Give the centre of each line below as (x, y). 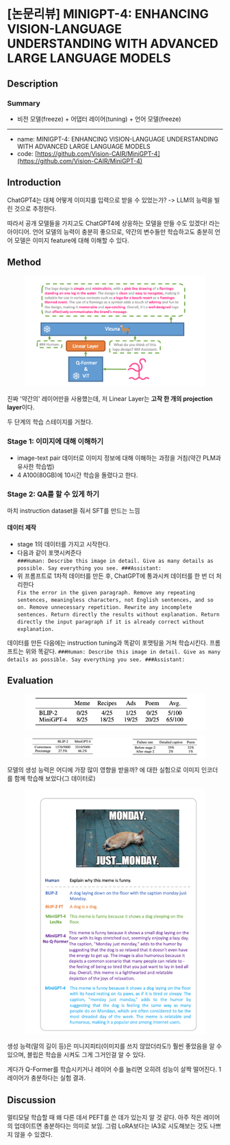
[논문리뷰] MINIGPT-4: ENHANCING (108, 14)
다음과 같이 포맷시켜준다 (49, 553)
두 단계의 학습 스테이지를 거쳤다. (50, 422)
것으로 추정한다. (35, 208)
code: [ (27, 153)
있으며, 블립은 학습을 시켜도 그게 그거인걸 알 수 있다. (76, 1055)
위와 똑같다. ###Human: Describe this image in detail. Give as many (123, 651)
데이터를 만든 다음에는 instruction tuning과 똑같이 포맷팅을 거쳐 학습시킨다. (107, 643)
